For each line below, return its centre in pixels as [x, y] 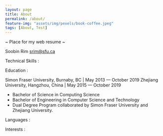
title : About [19, 14]
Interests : [15, 129]
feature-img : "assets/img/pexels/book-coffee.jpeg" [59, 23]
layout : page [19, 10]
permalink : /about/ [25, 19]
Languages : [18, 120]
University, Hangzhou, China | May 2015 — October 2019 [63, 85]
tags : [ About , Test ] [26, 28]
